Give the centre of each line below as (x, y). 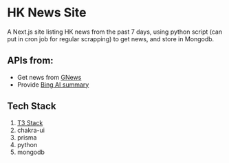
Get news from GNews (49, 77)
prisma (27, 137)
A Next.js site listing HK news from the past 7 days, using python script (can (115, 32)
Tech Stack (32, 106)
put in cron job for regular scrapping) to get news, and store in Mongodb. (111, 39)
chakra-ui (31, 130)
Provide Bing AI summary (53, 85)
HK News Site (47, 13)
